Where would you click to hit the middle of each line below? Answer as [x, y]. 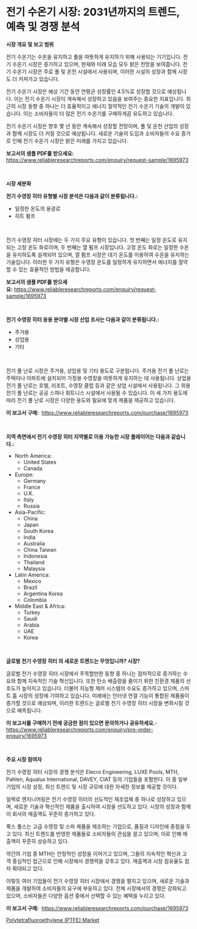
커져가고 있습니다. [39, 79]
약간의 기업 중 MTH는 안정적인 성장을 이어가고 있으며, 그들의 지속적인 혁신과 [94, 854]
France [32, 487]
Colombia [35, 599]
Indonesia [35, 556]
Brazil [30, 587]
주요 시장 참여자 [24, 759]
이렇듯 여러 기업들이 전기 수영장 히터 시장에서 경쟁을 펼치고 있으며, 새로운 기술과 [98, 881]
